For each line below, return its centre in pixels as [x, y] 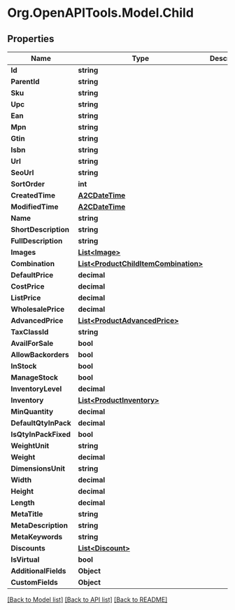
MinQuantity [32, 411]
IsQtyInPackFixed [41, 434]
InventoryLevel [36, 389]
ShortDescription [40, 229]
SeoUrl [22, 173]
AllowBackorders [40, 355]
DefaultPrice [32, 275]
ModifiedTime [35, 207]
